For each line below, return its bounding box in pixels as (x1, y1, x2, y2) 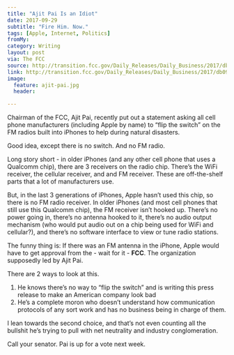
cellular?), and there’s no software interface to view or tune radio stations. (7, 228, 219, 236)
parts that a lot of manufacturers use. (7, 177, 114, 186)
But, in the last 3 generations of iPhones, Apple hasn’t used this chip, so (7, 191, 214, 199)
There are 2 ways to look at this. (7, 270, 100, 278)
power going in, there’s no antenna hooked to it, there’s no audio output (7, 213, 212, 222)
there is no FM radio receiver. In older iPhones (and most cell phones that (7, 198, 218, 206)
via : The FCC (7, 56, 45, 63)
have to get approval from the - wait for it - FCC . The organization (7, 249, 196, 257)
